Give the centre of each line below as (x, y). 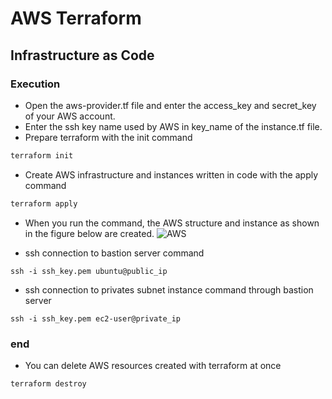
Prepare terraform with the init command (108, 137)
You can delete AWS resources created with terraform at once (153, 365)
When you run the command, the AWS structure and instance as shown (172, 223)
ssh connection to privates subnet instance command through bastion (169, 289)
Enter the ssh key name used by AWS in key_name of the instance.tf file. (173, 126)
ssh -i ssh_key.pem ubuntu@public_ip (89, 271)
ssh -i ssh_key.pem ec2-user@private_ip (96, 318)
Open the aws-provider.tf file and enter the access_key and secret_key (170, 105)
